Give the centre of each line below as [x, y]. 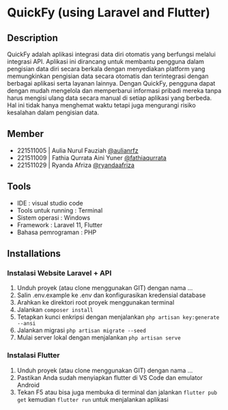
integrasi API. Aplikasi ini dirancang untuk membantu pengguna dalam [106, 62]
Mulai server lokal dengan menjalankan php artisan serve [99, 337]
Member [26, 134]
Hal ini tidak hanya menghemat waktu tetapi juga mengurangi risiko [101, 105]
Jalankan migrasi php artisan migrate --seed [82, 331]
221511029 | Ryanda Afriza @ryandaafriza [76, 165]
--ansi [26, 324]
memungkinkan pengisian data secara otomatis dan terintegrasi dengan [108, 76]
